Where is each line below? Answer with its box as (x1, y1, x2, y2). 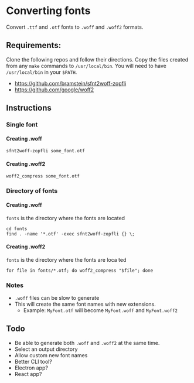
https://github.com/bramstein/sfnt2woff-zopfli (14, 80, 127, 87)
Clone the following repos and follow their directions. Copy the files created (6, 56, 189, 63)
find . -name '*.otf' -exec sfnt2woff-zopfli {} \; (6, 231, 135, 237)
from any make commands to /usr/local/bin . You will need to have (6, 62, 167, 69)
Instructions (6, 103, 52, 113)
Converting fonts (6, 4, 91, 18)
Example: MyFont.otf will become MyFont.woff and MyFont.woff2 (23, 307, 178, 314)
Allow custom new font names (14, 351, 88, 358)
